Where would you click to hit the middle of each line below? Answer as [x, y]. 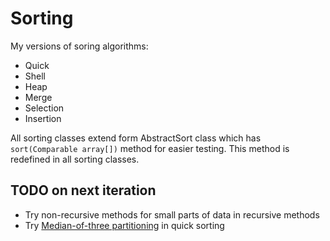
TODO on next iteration [83, 190]
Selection [44, 108]
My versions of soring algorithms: [79, 46]
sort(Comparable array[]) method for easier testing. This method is [150, 148]
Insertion [43, 118]
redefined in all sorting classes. [75, 159]
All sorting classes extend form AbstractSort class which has [136, 138]
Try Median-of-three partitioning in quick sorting [124, 225]
